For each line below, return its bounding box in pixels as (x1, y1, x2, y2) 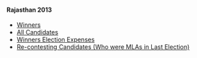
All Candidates (16, 28, 58, 37)
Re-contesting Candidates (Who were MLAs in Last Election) (16, 43, 190, 51)
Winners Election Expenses (16, 35, 95, 44)
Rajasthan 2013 (6, 6, 53, 14)
